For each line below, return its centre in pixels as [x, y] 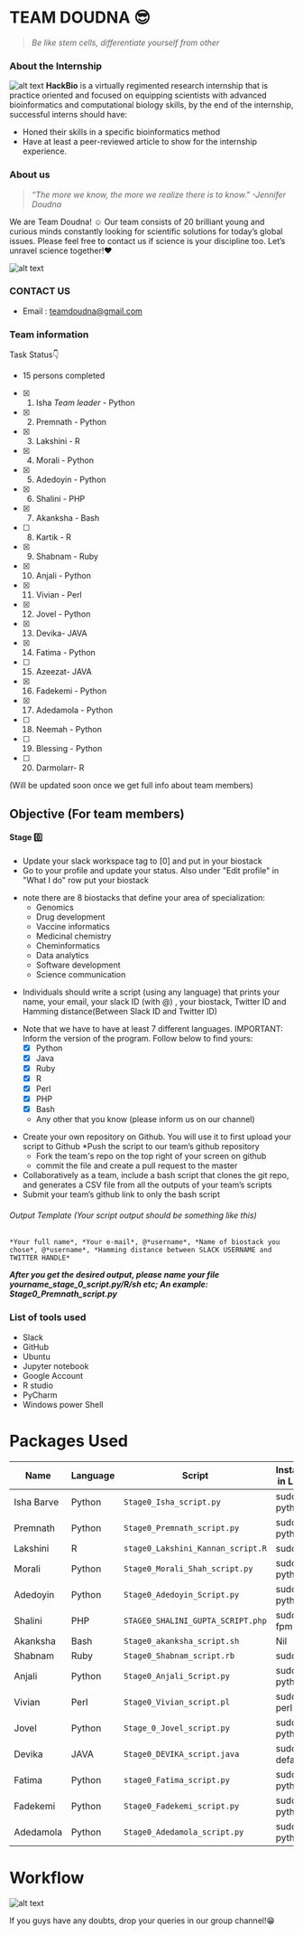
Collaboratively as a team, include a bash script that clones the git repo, [156, 1175]
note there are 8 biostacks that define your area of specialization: [144, 897]
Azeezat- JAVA [64, 672]
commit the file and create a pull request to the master [137, 1166]
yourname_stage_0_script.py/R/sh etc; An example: [109, 1284]
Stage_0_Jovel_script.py [176, 1728]
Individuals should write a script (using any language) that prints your [151, 992]
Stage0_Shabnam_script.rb [179, 1656]
